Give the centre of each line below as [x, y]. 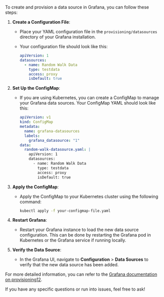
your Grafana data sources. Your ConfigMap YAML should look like [88, 103]
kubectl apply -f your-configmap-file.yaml [65, 211]
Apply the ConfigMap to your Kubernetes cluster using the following [89, 196]
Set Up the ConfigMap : [36, 88]
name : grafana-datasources [52, 131]
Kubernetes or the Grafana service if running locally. [73, 240]
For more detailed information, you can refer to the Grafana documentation [81, 274]
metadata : [30, 126]
